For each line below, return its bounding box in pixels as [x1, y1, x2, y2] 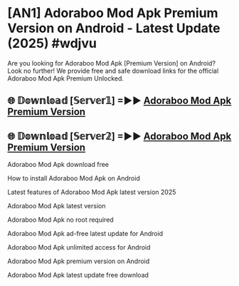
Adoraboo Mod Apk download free [7, 160, 109, 169]
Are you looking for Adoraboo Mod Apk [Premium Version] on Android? [7, 58, 216, 67]
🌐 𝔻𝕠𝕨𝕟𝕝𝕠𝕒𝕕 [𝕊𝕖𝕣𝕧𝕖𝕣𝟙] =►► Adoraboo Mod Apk [7, 95, 232, 107]
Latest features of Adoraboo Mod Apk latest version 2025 [7, 188, 176, 197]
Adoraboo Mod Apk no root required [7, 215, 114, 224]
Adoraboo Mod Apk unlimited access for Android [7, 243, 151, 252]
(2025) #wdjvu [7, 36, 97, 51]
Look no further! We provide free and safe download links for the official [7, 66, 219, 75]
